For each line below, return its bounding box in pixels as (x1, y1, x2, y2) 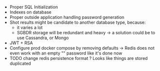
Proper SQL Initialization (9, 4, 58, 10)
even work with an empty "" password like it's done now (9, 50, 123, 56)
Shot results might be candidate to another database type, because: (9, 19, 146, 25)
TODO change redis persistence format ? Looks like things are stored (9, 56, 148, 61)
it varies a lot (16, 25, 43, 30)
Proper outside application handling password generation (9, 14, 125, 20)
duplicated (9, 60, 32, 66)
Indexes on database (9, 9, 52, 15)
